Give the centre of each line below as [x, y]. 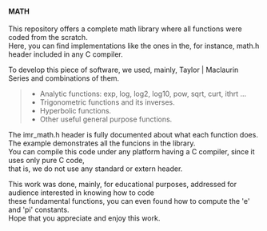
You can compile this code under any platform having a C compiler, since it [132, 152]
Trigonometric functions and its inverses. [107, 102]
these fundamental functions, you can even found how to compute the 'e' [129, 201]
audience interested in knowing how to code [81, 193]
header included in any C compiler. [66, 54]
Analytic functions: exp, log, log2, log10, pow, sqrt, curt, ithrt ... [143, 94]
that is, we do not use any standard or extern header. [96, 169]
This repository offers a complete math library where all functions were [125, 29]
